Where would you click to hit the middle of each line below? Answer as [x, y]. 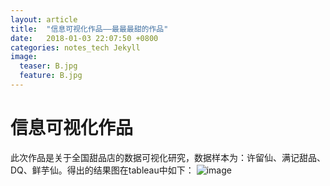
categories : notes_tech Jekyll [75, 47]
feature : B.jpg [51, 76]
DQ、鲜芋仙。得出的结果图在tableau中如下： [102, 170]
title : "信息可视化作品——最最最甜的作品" [89, 29]
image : [24, 57]
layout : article [44, 19]
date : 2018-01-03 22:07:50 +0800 [84, 38]
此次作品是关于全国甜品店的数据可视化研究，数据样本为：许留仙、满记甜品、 [168, 157]
